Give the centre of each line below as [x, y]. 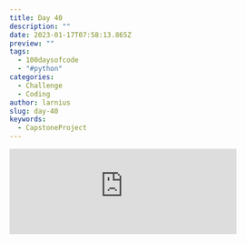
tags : [20, 52]
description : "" [40, 26]
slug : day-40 [34, 111]
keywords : [28, 119]
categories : [32, 77]
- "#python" [40, 69]
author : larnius [40, 102]
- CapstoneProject [53, 128]
